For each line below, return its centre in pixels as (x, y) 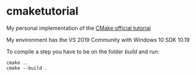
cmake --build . (27, 68)
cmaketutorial (42, 11)
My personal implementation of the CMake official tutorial (78, 28)
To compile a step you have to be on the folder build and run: (83, 51)
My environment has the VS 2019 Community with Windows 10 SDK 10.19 (98, 40)
